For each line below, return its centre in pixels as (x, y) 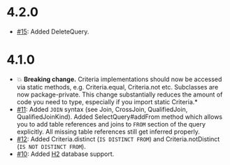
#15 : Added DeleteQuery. (53, 31)
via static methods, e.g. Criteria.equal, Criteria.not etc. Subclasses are (117, 87)
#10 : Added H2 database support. (65, 154)
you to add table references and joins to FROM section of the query (111, 124)
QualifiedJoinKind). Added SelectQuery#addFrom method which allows (120, 117)
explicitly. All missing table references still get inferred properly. (108, 131)
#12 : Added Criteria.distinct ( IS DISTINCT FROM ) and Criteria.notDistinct (118, 139)
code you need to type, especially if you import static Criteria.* (107, 101)
